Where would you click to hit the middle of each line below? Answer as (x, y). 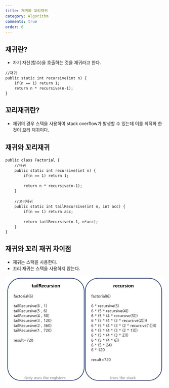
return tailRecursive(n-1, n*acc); (61, 222)
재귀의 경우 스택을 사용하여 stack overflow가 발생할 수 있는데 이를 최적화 (85, 123)
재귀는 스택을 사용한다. (35, 262)
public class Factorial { (32, 160)
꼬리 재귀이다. (36, 130)
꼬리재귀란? (23, 110)
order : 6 (14, 27)
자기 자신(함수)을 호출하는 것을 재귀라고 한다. (57, 63)
